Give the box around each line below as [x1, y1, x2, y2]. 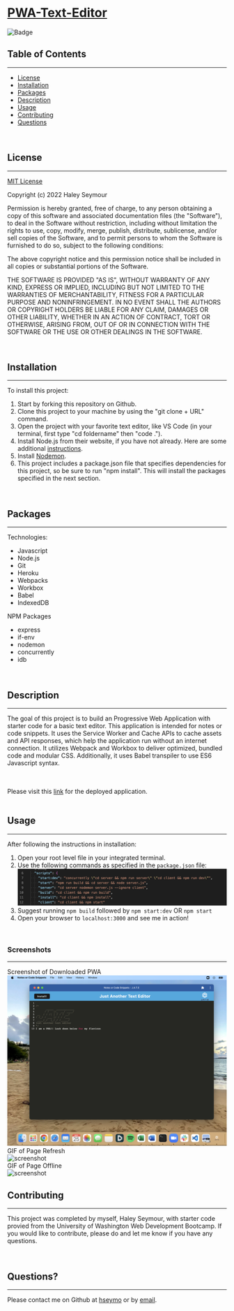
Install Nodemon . [17, 452, 67, 461]
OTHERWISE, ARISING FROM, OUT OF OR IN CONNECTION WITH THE [7, 320, 210, 328]
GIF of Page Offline [7, 1161, 63, 1170]
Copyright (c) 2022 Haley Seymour [7, 190, 108, 198]
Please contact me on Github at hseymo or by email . [7, 1295, 157, 1304]
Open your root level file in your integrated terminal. [17, 853, 166, 862]
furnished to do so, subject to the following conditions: [7, 241, 164, 249]
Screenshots [7, 945, 52, 955]
